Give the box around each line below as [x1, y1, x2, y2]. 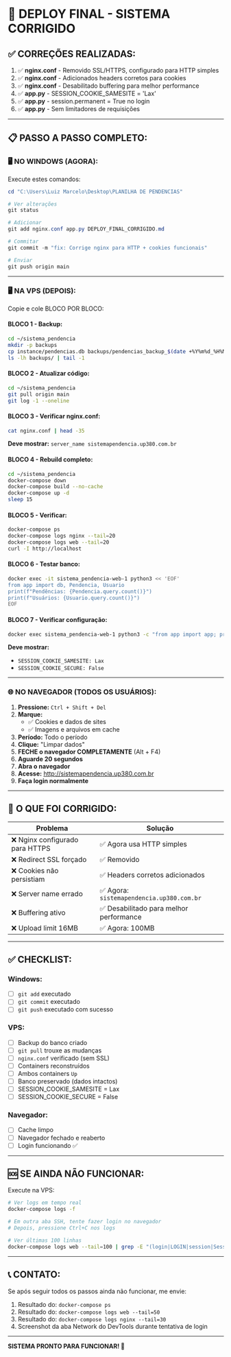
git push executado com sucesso [17, 1005, 114, 1013]
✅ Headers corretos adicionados [99, 870, 205, 880]
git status [8, 207, 39, 214]
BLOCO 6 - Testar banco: [8, 560, 81, 568]
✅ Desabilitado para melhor [99, 903, 189, 913]
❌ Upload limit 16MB [11, 923, 78, 933]
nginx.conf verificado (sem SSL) [17, 1054, 110, 1062]
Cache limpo [17, 1126, 54, 1134]
